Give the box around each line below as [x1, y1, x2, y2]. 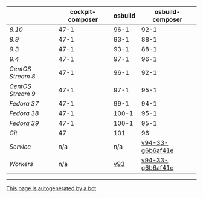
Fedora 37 [9, 100, 39, 107]
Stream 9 [9, 90, 36, 98]
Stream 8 [9, 72, 36, 80]
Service [9, 142, 31, 150]
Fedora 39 [9, 119, 39, 127]
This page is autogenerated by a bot [6, 185, 97, 192]
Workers [9, 160, 33, 168]
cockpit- [69, 8, 97, 16]
